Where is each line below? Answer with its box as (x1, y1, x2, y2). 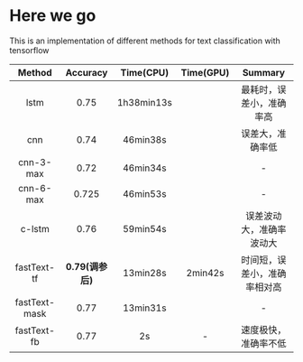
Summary (242, 66, 286, 79)
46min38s (123, 133, 167, 145)
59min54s (123, 222, 167, 235)
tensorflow (9, 44, 50, 55)
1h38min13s (116, 96, 173, 108)
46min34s (123, 162, 167, 174)
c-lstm (20, 222, 50, 235)
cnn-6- (17, 181, 52, 194)
